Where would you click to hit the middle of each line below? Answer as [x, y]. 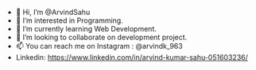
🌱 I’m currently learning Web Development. [86, 29]
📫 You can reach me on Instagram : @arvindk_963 [99, 46]
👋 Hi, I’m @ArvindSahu [53, 12]
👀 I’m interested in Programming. [69, 20]
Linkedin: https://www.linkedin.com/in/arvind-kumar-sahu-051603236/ [132, 57]
